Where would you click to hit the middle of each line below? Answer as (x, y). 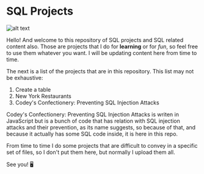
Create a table (33, 89)
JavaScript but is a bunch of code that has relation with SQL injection (93, 121)
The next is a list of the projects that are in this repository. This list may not (100, 71)
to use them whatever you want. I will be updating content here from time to (102, 53)
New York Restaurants (43, 96)
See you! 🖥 (20, 164)
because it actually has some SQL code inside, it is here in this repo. (92, 134)
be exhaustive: (25, 78)
